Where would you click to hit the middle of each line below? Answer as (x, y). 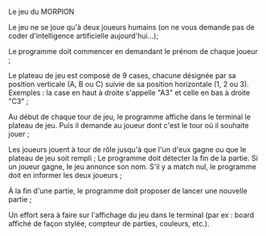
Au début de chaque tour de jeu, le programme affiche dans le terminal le (130, 117)
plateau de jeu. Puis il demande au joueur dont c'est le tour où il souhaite (129, 125)
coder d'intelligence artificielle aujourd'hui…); (84, 36)
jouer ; (19, 134)
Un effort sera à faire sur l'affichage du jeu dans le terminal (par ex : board (131, 215)
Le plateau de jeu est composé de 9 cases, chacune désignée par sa (122, 75)
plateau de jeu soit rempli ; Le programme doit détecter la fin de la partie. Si (133, 158)
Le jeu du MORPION (41, 12)
